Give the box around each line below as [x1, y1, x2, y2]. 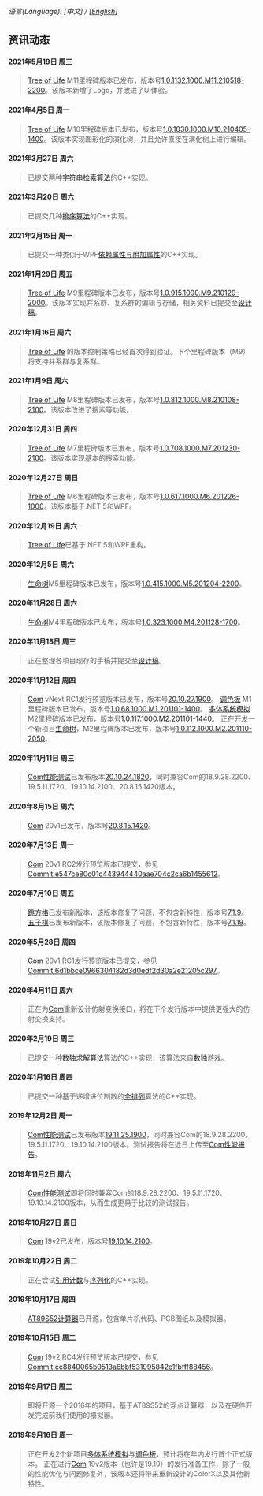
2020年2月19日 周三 [8, 1034, 75, 1043]
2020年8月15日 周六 [8, 802, 75, 811]
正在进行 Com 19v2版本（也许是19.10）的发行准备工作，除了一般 [43, 1459, 250, 1468]
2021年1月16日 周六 [8, 327, 72, 338]
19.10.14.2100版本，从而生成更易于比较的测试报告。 [27, 1198, 194, 1207]
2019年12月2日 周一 [8, 1111, 73, 1121]
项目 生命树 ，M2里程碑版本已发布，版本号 [41, 724, 176, 733]
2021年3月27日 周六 [8, 154, 74, 163]
